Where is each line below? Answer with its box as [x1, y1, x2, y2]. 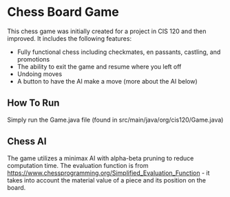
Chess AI [7, 135, 47, 147]
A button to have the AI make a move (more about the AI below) [17, 77, 198, 85]
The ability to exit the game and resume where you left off [17, 62, 182, 71]
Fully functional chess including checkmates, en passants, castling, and [17, 48, 221, 56]
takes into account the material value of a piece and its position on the [7, 176, 207, 184]
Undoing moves [17, 70, 63, 78]
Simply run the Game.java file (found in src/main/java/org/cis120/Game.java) [7, 115, 224, 124]
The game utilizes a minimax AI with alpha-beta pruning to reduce [7, 153, 194, 162]
